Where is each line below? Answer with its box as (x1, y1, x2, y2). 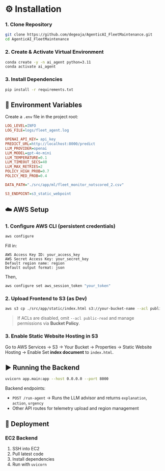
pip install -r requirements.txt (5, 87, 74, 92)
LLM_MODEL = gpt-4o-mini (5, 150, 52, 156)
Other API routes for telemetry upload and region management (12, 405, 139, 411)
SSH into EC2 (12, 445, 40, 451)
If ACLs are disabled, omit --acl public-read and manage (17, 315, 135, 321)
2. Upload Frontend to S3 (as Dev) (5, 295, 87, 302)
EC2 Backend (5, 435, 38, 441)
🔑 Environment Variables (5, 101, 82, 109)
